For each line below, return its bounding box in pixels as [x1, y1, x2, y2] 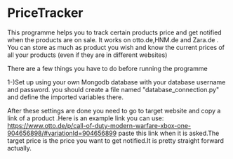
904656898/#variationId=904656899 [7, 129, 117, 137]
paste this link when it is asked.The [118, 129, 220, 137]
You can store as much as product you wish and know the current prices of [7, 43, 225, 51]
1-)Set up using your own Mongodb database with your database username [7, 77, 226, 86]
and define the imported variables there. [7, 93, 124, 101]
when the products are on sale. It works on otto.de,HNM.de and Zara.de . [7, 35, 219, 44]
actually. [7, 144, 32, 152]
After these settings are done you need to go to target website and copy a [7, 106, 221, 115]
